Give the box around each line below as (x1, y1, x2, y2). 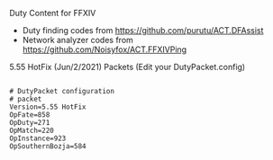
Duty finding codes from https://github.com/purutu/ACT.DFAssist (22, 25, 264, 35)
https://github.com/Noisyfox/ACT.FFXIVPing (22, 44, 187, 55)
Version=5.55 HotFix (9, 102, 87, 111)
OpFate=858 (9, 111, 50, 120)
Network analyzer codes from (22, 35, 133, 45)
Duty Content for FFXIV (9, 8, 96, 18)
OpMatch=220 (9, 126, 54, 135)
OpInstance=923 (9, 134, 67, 143)
